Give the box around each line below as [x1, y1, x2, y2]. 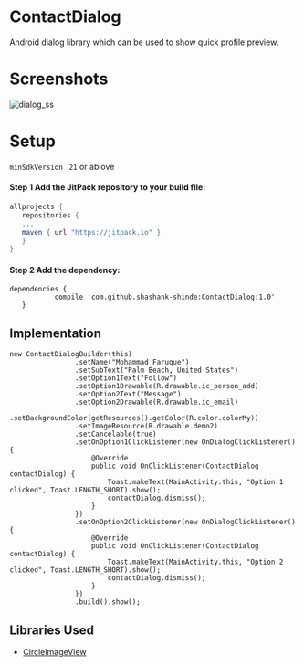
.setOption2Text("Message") [74, 390, 182, 399]
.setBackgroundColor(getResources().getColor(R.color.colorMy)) [9, 414, 259, 423]
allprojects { [9, 203, 64, 212]
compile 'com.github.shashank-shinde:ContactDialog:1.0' [54, 292, 276, 302]
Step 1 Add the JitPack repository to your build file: [9, 182, 206, 193]
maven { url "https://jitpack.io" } [21, 227, 162, 237]
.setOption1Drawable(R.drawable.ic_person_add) [74, 382, 259, 391]
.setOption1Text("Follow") [74, 374, 178, 383]
